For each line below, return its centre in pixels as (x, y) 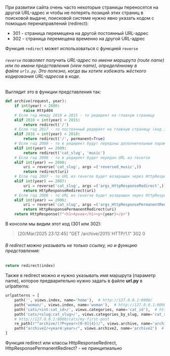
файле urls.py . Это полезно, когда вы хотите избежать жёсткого (76, 71)
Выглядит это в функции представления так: (53, 92)
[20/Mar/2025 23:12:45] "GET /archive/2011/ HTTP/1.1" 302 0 (81, 234)
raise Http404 (38, 110)
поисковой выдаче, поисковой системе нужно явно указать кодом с (80, 18)
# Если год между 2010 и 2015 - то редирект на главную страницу (85, 115)
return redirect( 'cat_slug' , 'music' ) (64, 153)
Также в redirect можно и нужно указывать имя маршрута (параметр (80, 275)
